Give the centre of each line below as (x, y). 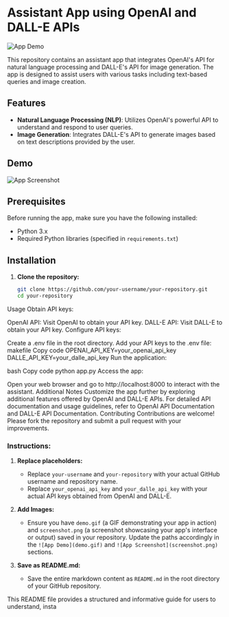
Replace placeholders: (50, 461)
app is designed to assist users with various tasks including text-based (107, 74)
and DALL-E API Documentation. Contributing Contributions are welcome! (111, 413)
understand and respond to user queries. (75, 127)
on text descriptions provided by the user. (76, 142)
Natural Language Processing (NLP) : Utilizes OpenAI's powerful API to (118, 120)
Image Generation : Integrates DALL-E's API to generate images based (116, 134)
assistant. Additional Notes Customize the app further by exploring (101, 391)
